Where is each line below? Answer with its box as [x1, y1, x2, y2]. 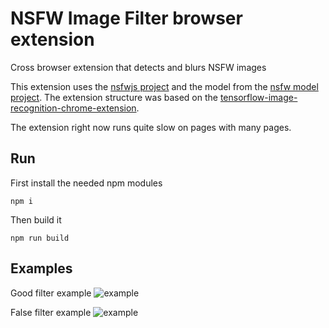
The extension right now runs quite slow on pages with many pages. [10, 121, 292, 133]
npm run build [10, 233, 70, 243]
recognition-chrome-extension [10, 102, 137, 114]
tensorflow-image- [219, 91, 298, 103]
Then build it [10, 213, 62, 226]
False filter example [10, 306, 92, 318]
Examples [10, 260, 73, 277]
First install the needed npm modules [10, 177, 163, 189]
